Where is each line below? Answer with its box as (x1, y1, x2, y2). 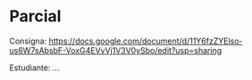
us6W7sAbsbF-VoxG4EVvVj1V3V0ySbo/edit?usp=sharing (9, 44, 223, 55)
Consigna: (9, 36, 47, 46)
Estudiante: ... (9, 62, 60, 73)
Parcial (9, 6, 62, 27)
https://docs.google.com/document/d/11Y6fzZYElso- (48, 36, 243, 46)
